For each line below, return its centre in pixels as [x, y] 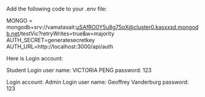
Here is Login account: [35, 58]
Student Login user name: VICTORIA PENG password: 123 [79, 70]
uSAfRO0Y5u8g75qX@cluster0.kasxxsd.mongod [137, 27]
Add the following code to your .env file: [56, 9]
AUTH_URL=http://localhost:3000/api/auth [60, 46]
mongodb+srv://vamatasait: [41, 27]
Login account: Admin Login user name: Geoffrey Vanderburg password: [98, 82]
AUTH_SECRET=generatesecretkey [51, 40]
